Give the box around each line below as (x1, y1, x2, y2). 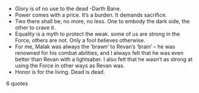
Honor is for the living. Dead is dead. (14, 69, 106, 75)
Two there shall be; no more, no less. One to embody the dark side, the (14, 18, 190, 24)
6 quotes (6, 80, 28, 87)
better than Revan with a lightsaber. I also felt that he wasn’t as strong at (14, 56, 193, 63)
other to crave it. (14, 24, 56, 31)
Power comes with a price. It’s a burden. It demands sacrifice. (14, 11, 167, 18)
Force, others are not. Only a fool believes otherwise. (14, 37, 145, 44)
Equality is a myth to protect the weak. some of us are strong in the (14, 30, 180, 38)
